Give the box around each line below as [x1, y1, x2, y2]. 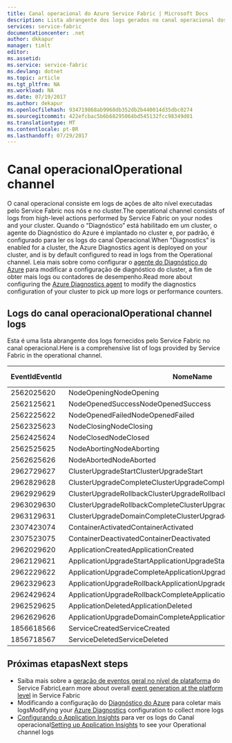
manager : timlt [7, 42, 51, 49]
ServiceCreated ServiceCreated [68, 624, 171, 633]
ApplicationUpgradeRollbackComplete [68, 590, 193, 599]
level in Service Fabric [17, 691, 81, 699]
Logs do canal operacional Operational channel [7, 307, 213, 319]
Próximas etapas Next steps [7, 658, 128, 670]
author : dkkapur [7, 36, 54, 43]
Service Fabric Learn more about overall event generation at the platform [17, 684, 223, 692]
